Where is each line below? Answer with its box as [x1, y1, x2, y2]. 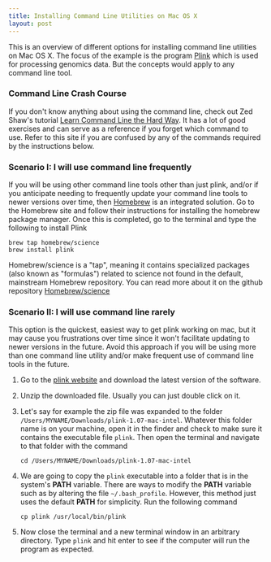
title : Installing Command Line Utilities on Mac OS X [8, 11, 198, 20]
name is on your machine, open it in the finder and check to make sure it [19, 424, 262, 433]
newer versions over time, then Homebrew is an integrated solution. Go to [8, 197, 255, 207]
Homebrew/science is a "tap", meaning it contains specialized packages [8, 260, 250, 270]
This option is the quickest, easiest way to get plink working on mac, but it [8, 325, 256, 334]
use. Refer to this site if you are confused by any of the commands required [8, 132, 261, 142]
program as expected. [19, 544, 95, 554]
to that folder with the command [19, 441, 128, 451]
